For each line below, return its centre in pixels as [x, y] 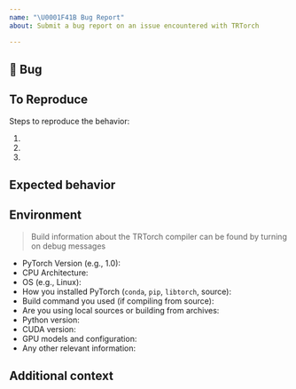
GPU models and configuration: [79, 338]
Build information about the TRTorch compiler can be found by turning [159, 236]
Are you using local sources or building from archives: [121, 310]
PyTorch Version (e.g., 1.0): [71, 263]
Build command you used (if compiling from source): [118, 301]
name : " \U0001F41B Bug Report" [67, 17]
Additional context [61, 376]
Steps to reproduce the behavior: [70, 121]
